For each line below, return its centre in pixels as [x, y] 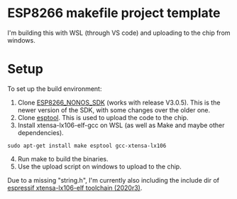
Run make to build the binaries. [63, 158]
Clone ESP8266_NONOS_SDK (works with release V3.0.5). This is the [119, 102]
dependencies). [40, 132]
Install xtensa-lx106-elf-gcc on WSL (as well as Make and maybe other [121, 125]
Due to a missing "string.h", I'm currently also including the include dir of [114, 180]
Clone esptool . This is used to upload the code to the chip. [103, 117]
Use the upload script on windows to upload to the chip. [100, 166]
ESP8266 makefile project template [114, 13]
